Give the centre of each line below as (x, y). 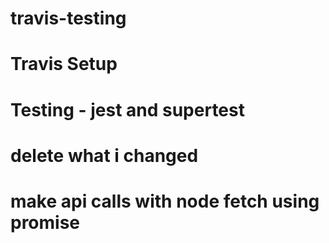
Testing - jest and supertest (127, 109)
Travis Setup (64, 64)
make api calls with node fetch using (165, 201)
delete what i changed (104, 155)
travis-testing (68, 18)
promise (45, 222)
